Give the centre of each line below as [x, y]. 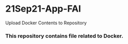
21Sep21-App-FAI [43, 9]
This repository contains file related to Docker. [65, 36]
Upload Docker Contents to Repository [46, 23]
